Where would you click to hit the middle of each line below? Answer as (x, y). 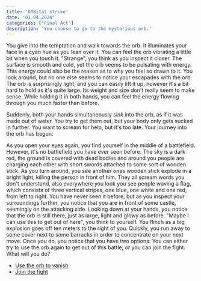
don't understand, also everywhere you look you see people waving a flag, (99, 184)
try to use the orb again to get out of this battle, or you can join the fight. (96, 247)
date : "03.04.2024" (31, 17)
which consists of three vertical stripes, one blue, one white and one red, (97, 190)
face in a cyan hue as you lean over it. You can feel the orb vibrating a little (99, 52)
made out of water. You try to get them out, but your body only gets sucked (100, 121)
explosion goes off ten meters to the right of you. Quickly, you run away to (98, 228)
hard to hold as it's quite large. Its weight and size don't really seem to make (100, 90)
